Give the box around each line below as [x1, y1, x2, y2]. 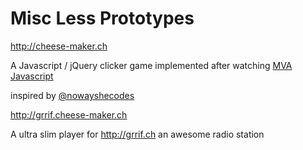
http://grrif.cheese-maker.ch [10, 108, 128, 121]
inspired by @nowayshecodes [10, 89, 135, 101]
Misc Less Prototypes [10, 7, 195, 30]
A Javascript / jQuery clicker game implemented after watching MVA [10, 59, 293, 71]
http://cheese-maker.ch [10, 40, 108, 52]
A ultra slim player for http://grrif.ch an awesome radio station [10, 128, 265, 140]
